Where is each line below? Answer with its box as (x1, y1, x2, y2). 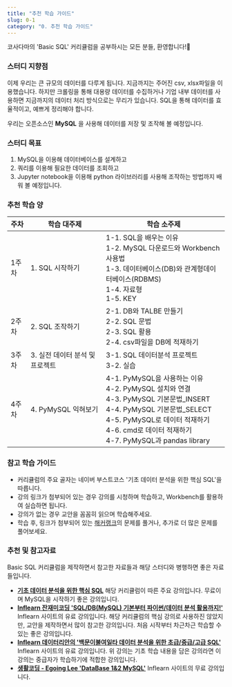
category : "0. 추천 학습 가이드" (7, 23, 93, 30)
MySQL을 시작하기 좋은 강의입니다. (24, 594, 119, 603)
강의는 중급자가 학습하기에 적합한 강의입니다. (17, 655, 138, 664)
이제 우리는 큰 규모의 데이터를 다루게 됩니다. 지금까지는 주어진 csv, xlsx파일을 (7, 79, 216, 87)
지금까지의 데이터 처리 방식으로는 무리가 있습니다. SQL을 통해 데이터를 (25, 96, 215, 104)
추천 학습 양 (7, 200, 43, 209)
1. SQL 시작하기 (30, 263, 80, 273)
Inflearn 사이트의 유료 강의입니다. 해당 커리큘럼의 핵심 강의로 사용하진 (17, 612, 205, 620)
